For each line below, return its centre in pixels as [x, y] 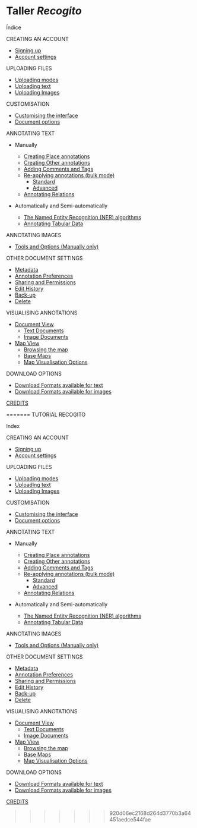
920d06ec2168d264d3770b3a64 [150, 813]
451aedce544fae [130, 819]
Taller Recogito [44, 11]
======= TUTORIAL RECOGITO [46, 414]
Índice [14, 27]
